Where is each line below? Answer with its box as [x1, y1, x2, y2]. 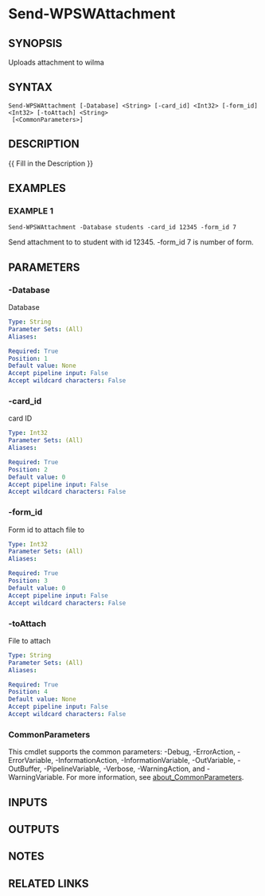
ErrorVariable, [8, 756, 54, 765]
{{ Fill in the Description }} [8, 158, 94, 168]
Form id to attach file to [8, 525, 85, 534]
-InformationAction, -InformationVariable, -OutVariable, [55, 756, 236, 765]
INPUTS [8, 796, 48, 809]
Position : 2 [8, 465, 48, 474]
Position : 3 [8, 577, 48, 585]
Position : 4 [8, 688, 48, 696]
